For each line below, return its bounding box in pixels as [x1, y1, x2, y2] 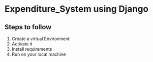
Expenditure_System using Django [4, 3, 149, 15]
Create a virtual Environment [11, 36, 70, 41]
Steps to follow [4, 23, 52, 31]
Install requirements [11, 46, 52, 52]
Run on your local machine [11, 51, 66, 57]
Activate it [11, 41, 32, 47]
